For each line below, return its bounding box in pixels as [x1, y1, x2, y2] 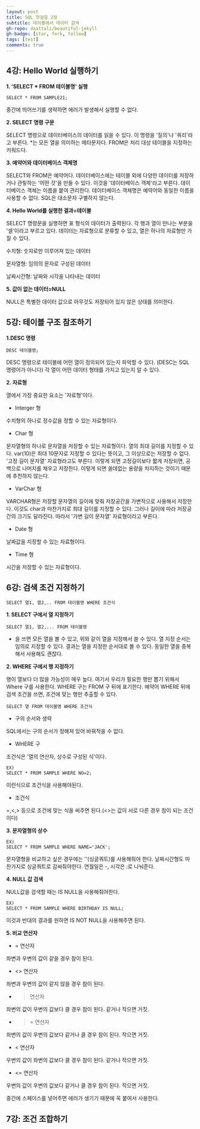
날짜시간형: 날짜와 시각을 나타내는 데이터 [6, 273, 100, 280]
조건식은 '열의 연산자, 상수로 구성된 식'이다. [6, 753, 106, 760]
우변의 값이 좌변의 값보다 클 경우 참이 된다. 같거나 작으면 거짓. [6, 1057, 149, 1064]
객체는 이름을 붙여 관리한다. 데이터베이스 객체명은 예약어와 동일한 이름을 [26, 187, 195, 194]
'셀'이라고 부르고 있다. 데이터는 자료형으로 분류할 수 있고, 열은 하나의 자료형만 [6, 227, 186, 234]
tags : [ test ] [6, 36, 39, 42]
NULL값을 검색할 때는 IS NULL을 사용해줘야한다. [6, 889, 120, 896]
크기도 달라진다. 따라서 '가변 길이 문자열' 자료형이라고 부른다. [17, 512, 159, 520]
